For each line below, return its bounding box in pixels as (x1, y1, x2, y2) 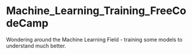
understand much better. (6, 42, 67, 49)
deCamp (6, 16, 49, 30)
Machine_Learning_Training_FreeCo (6, 4, 187, 18)
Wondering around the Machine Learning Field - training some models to (6, 36, 183, 43)
